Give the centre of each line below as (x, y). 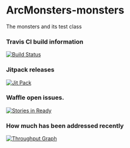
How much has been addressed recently (65, 126)
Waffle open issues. (35, 97)
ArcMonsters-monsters (65, 10)
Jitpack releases (30, 70)
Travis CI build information (45, 42)
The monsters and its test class (44, 26)
